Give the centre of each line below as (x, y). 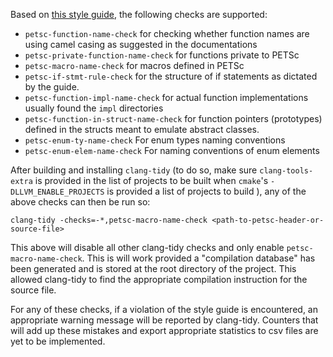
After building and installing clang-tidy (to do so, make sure (134, 170)
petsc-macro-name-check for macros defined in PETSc (134, 65)
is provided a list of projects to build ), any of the (206, 191)
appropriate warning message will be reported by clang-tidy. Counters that (164, 320)
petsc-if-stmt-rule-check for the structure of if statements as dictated (171, 76)
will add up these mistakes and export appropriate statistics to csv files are (164, 330)
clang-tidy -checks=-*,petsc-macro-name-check (109, 220)
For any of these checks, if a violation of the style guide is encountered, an (164, 309)
